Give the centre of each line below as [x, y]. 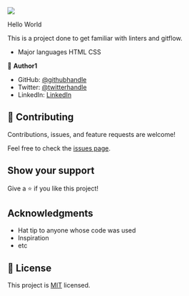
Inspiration [33, 238]
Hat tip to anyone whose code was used [77, 230]
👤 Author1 [22, 66]
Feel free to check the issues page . [59, 148]
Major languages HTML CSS [59, 52]
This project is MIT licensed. [49, 285]
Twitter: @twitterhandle [52, 87]
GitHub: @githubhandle [52, 80]
